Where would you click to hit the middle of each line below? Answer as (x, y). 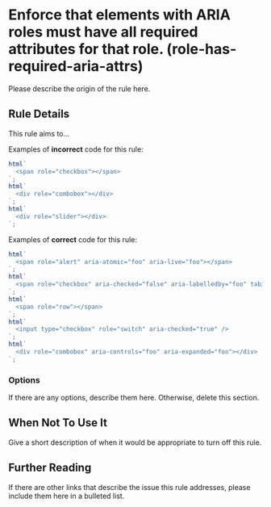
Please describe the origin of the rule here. (79, 88)
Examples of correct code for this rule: (73, 239)
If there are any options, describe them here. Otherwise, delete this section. (134, 398)
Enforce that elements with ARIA (120, 15)
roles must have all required (104, 32)
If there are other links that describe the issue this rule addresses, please (129, 487)
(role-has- (202, 49)
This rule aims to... (39, 133)
